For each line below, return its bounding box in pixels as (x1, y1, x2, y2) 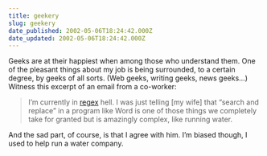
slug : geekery (8, 19, 56, 27)
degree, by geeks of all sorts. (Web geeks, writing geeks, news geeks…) (8, 73, 248, 83)
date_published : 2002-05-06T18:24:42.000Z (8, 27, 153, 35)
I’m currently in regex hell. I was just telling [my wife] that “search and (27, 97, 259, 107)
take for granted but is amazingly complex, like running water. (27, 114, 233, 125)
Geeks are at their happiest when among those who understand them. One (8, 56, 256, 66)
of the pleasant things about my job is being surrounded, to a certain (8, 65, 236, 75)
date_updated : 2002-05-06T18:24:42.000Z (8, 34, 146, 43)
